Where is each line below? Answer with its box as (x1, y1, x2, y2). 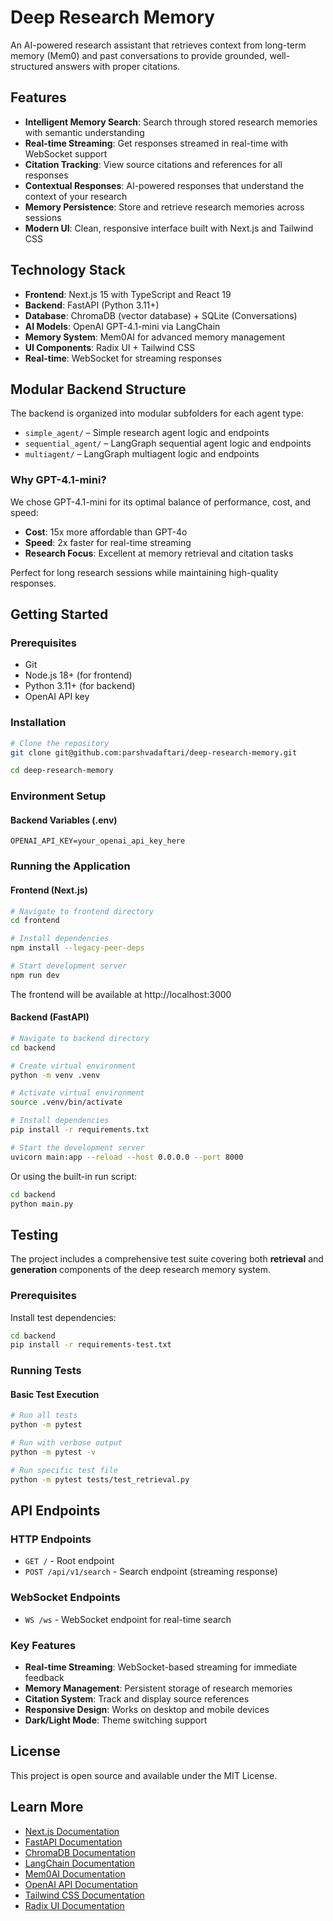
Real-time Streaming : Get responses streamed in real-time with (24, 137, 289, 149)
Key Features (10, 1638, 77, 1652)
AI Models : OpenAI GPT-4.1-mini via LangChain (24, 320, 221, 332)
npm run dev (10, 970, 60, 980)
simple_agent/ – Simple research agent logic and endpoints (24, 427, 270, 439)
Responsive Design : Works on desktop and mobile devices (24, 1704, 270, 1715)
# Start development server (10, 961, 128, 971)
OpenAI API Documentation (24, 1878, 138, 1890)
